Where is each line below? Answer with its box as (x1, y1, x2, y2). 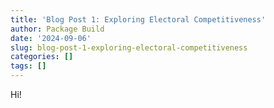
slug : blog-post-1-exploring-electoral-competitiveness (10, 42, 248, 53)
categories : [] (10, 52, 74, 62)
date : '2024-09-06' (10, 33, 92, 43)
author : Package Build (10, 24, 105, 34)
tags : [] (10, 61, 47, 71)
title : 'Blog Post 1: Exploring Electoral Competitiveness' (10, 14, 267, 25)
